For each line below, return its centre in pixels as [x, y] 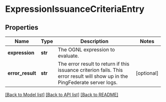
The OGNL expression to [86, 50]
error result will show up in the [93, 76]
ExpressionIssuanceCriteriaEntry [75, 9]
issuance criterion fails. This [90, 70]
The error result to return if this [93, 64]
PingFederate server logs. [87, 82]
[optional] [147, 73]
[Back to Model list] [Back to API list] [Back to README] [62, 95]
